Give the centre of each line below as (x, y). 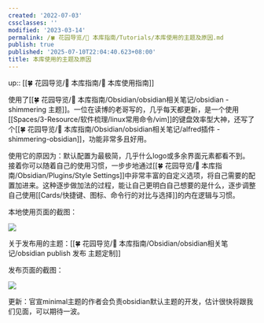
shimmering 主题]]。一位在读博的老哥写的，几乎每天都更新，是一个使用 (124, 109)
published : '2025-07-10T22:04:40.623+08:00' (82, 52)
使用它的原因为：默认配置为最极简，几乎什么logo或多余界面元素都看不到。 (129, 155)
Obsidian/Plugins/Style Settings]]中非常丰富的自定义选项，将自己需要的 (133, 175)
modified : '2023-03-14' (47, 30)
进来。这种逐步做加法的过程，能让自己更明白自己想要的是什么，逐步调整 (139, 185)
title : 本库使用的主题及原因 (50, 60)
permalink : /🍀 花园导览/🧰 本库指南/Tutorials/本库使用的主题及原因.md (116, 37)
